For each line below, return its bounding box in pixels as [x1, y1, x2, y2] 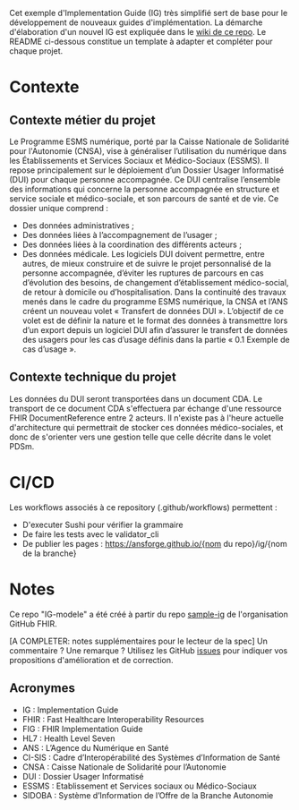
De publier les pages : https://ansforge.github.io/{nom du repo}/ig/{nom [21, 538, 288, 549]
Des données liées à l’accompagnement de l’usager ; [21, 230, 218, 240]
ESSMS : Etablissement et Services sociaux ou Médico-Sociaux [21, 780, 257, 791]
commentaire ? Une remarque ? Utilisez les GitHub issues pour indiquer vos [9, 644, 288, 656]
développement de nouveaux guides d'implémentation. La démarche [9, 17, 263, 28]
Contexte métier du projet [9, 112, 156, 128]
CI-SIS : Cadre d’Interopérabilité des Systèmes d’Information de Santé [21, 752, 280, 763]
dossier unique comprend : [9, 203, 109, 213]
